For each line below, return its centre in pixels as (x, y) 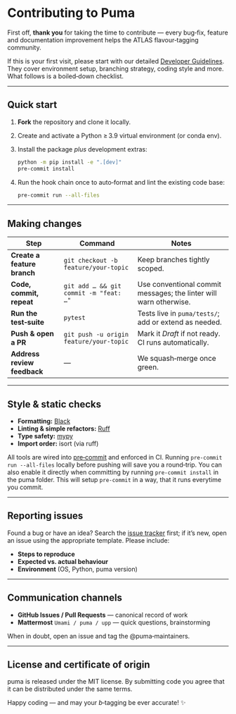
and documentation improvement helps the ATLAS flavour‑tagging (103, 39)
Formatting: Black (44, 421)
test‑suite (27, 322)
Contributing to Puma (71, 13)
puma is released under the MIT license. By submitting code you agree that (116, 682)
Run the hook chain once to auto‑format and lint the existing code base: (121, 182)
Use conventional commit (179, 285)
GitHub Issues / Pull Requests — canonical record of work (103, 615)
